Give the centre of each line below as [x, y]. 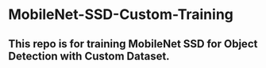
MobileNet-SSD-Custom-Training [121, 15]
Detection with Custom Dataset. [89, 56]
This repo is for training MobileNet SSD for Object [133, 44]
